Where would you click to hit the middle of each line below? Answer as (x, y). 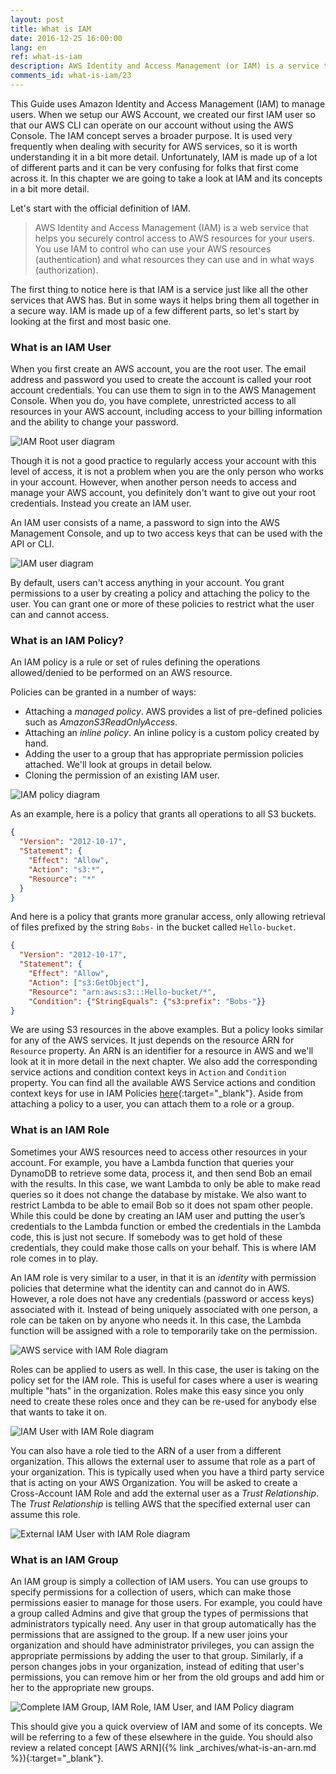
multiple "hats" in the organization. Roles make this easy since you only (157, 1390)
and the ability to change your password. (94, 422)
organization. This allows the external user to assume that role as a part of (163, 1461)
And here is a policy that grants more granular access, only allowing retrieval (168, 917)
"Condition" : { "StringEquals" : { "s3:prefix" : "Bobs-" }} (147, 1001)
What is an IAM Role (60, 1130)
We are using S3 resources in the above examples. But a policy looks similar (167, 1030)
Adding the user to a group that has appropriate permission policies (164, 754)
